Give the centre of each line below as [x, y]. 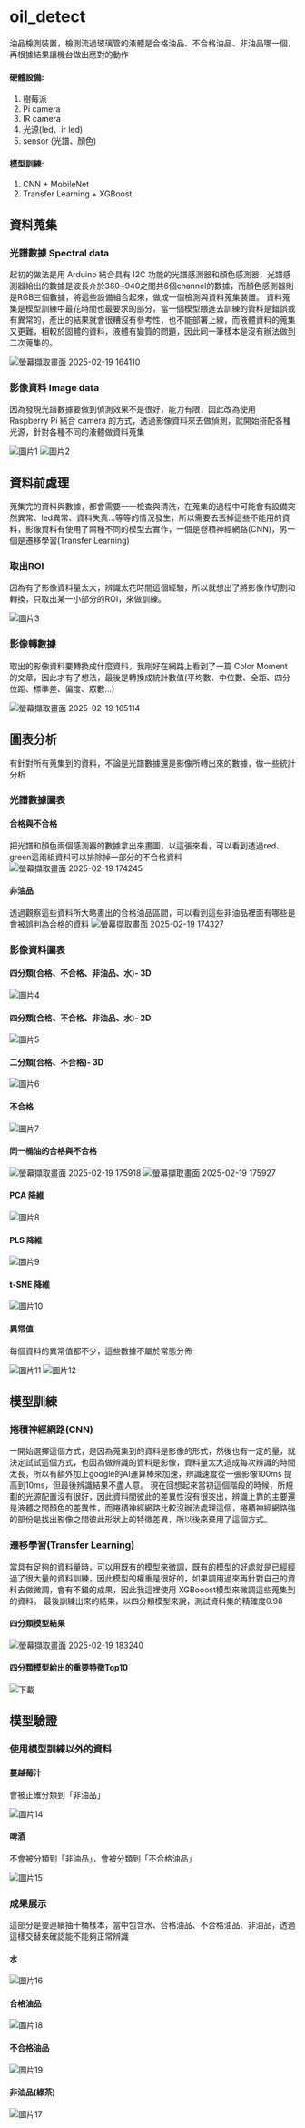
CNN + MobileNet [56, 185]
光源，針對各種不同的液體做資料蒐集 [77, 432]
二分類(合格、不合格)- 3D [57, 1062]
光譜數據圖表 [38, 800]
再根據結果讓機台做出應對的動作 [69, 54]
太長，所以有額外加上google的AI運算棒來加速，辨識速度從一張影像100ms [146, 1474]
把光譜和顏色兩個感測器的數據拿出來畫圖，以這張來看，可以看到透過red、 [147, 845]
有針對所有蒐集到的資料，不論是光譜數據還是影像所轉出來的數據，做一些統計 [152, 763]
